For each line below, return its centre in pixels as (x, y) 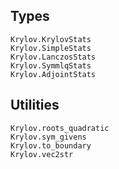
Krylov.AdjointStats (53, 74)
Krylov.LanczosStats (53, 57)
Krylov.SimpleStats (51, 48)
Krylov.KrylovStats (51, 39)
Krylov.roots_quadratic (60, 128)
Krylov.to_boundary (51, 145)
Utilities (35, 105)
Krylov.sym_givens (48, 137)
